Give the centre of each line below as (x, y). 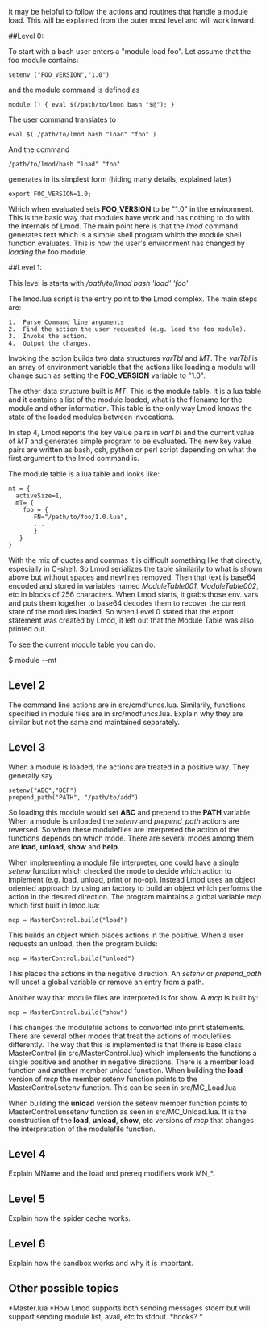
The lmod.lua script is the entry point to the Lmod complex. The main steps (133, 299)
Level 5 (27, 1199)
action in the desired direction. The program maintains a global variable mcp (135, 896)
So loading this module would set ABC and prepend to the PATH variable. (130, 812)
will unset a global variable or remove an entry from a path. (106, 982)
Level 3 (27, 747)
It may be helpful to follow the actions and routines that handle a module (128, 12)
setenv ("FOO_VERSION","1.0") (59, 75)
